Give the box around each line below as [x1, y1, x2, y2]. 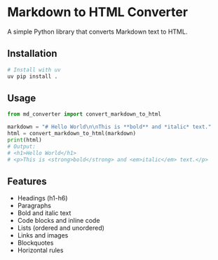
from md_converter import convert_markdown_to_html [7, 111, 161, 118]
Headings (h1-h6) [17, 194, 68, 203]
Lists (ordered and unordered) [17, 224, 105, 232]
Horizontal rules [17, 246, 64, 254]
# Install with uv [7, 66, 61, 74]
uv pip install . [7, 73, 58, 80]
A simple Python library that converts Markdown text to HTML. [7, 27, 188, 36]
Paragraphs [17, 201, 51, 210]
